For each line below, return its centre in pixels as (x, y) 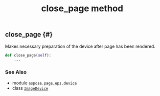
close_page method (82, 9)
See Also (16, 72)
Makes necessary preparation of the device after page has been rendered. (80, 46)
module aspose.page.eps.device (45, 83)
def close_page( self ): (28, 55)
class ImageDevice (30, 88)
